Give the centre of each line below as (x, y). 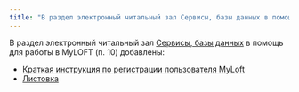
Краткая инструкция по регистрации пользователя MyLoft (133, 69)
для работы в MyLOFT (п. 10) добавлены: (87, 52)
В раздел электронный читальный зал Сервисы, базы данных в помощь (146, 42)
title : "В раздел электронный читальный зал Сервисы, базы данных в (139, 17)
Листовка (40, 78)
